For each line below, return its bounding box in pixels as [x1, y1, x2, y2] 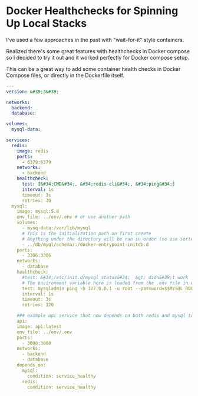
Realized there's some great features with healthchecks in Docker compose [6, 47, 190, 54]
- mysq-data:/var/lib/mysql [21, 225, 91, 231]
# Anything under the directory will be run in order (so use [21, 236, 178, 242]
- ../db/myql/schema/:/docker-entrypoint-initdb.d [21, 241, 149, 248]
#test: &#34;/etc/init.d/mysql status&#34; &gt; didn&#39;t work [21, 274, 189, 280]
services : [6, 137, 31, 143]
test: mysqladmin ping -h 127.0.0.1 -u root [21, 285, 133, 291]
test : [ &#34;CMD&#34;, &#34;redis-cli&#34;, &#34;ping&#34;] [21, 181, 176, 187]
